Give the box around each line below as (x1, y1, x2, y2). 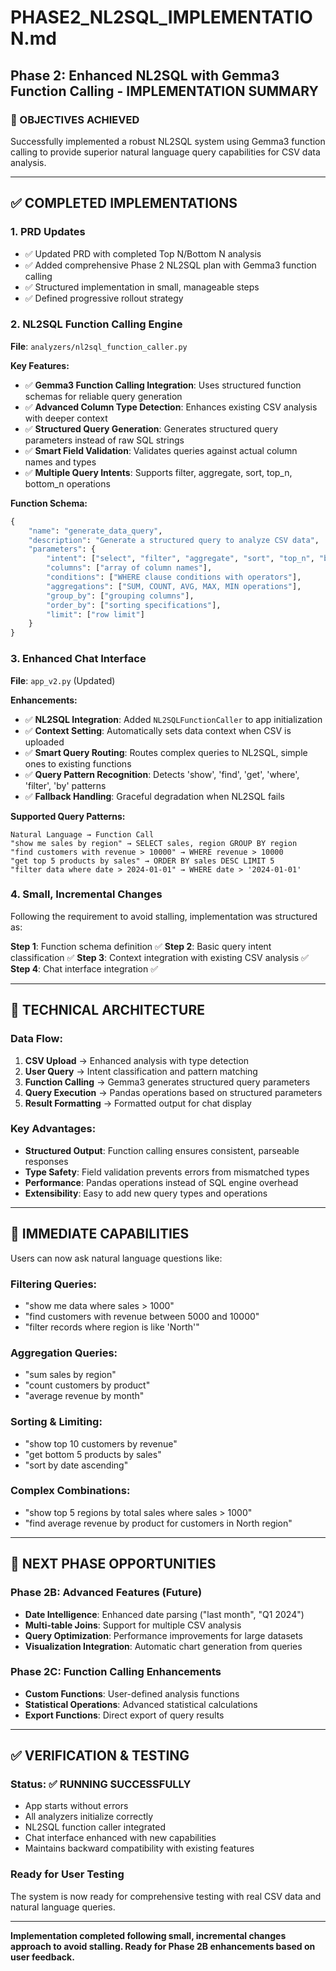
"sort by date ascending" (24, 1459, 129, 1471)
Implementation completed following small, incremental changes (10, 1929, 287, 1941)
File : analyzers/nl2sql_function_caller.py (10, 340, 188, 352)
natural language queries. (10, 1901, 116, 1913)
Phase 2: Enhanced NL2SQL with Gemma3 (10, 67, 280, 84)
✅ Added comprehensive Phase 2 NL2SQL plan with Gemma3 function (24, 259, 317, 271)
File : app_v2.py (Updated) (10, 674, 116, 686)
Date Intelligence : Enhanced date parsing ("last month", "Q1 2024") (24, 1608, 305, 1620)
